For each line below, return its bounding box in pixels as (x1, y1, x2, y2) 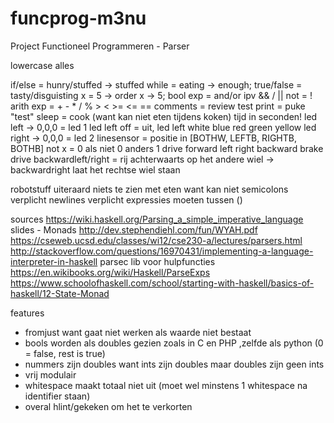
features (10, 307, 45, 319)
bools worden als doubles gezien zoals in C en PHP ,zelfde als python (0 (24, 337, 324, 349)
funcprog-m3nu (10, 7, 147, 30)
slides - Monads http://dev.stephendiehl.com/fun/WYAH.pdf (10, 223, 258, 236)
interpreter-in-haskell (10, 255, 98, 267)
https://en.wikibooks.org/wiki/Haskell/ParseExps (10, 266, 211, 278)
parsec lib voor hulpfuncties (99, 255, 216, 267)
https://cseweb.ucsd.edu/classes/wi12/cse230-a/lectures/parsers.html (10, 234, 303, 246)
